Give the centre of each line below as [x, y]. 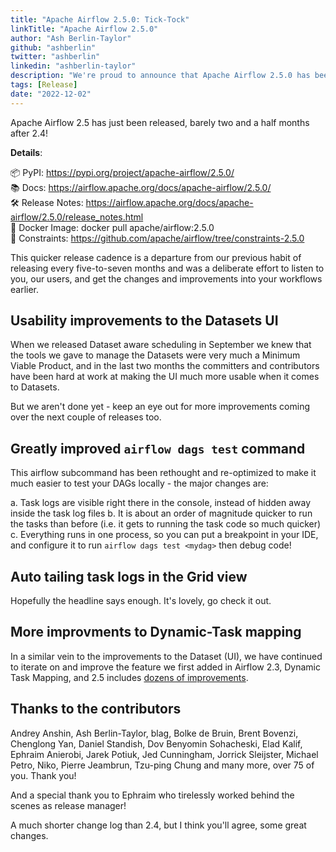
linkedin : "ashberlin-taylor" [73, 66]
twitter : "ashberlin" [55, 57]
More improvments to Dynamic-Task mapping [156, 632]
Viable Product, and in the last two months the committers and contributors [165, 366]
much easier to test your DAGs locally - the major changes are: [139, 483]
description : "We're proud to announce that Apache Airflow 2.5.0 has [160, 76]
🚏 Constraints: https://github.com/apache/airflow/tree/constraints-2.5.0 [157, 238]
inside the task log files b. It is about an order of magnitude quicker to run [161, 513]
